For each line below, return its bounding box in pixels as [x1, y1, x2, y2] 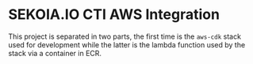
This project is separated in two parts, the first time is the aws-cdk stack [8, 32, 242, 41]
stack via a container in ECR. [8, 48, 102, 58]
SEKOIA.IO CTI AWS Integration [8, 6, 220, 24]
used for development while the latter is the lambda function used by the [8, 40, 246, 49]
